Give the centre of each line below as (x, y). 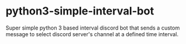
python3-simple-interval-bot (80, 11)
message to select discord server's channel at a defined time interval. (92, 34)
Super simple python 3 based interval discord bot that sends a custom (93, 28)
